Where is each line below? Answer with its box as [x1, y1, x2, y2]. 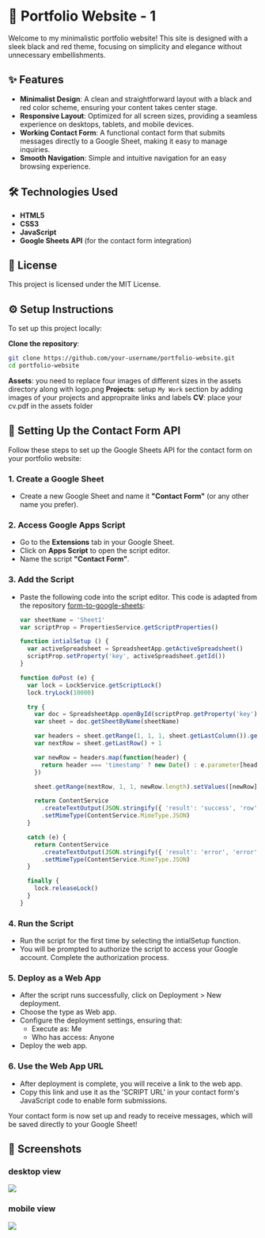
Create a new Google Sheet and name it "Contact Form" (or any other [19, 491, 249, 501]
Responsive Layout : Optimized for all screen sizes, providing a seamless [19, 111, 258, 120]
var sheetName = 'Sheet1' [19, 615, 105, 624]
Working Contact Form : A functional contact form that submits [19, 128, 225, 137]
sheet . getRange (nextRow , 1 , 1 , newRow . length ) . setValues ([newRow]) [34, 783, 261, 790]
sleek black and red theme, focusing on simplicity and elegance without [8, 41, 243, 51]
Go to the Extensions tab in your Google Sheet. [19, 538, 175, 547]
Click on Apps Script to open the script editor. [19, 546, 170, 555]
